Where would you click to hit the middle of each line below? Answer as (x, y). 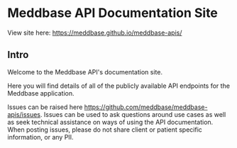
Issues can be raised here (45, 107)
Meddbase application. (41, 93)
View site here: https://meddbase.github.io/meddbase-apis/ (95, 33)
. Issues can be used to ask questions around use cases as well (133, 114)
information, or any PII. (40, 137)
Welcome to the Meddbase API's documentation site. (85, 72)
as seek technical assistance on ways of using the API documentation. (110, 122)
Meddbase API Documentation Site (113, 13)
